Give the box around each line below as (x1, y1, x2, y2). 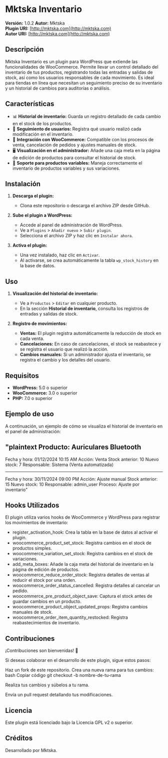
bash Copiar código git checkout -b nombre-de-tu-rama (5, 672, 121, 678)
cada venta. (19, 335, 44, 341)
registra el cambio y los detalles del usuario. (19, 357, 111, 363)
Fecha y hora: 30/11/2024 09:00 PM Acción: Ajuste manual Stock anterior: (5, 476, 158, 482)
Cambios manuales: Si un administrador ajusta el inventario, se (19, 351, 151, 357)
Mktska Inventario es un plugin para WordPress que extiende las (5, 59, 138, 65)
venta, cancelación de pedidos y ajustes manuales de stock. (12, 142, 137, 148)
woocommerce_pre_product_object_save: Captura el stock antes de (12, 593, 152, 599)
